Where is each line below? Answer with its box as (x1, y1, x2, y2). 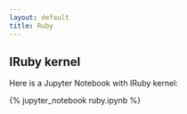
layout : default (9, 12, 69, 22)
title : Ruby (9, 21, 53, 30)
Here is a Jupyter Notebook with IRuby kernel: (9, 77, 178, 89)
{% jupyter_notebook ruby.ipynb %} (9, 95, 141, 106)
